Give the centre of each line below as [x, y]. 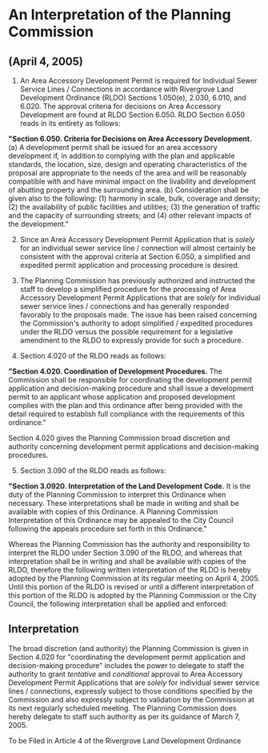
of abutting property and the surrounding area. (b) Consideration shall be [129, 190]
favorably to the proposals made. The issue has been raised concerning [138, 315]
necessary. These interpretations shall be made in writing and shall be [124, 503]
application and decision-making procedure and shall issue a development [131, 388]
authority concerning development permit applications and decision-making [134, 446]
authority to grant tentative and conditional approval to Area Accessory [126, 674]
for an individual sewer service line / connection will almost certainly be [138, 248]
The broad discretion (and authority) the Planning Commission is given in [129, 648]
